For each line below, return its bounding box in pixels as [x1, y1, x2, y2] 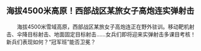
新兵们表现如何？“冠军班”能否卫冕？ [6, 38, 96, 46]
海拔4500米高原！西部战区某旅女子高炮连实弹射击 [6, 5, 195, 16]
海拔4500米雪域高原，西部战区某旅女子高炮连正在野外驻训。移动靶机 [16, 23, 189, 30]
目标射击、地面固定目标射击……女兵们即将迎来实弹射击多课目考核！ [27, 30, 196, 38]
